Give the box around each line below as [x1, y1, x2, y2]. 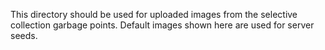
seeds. [10, 30, 38, 41]
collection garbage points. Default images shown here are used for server [10, 19, 315, 31]
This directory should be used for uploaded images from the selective [10, 9, 298, 20]
